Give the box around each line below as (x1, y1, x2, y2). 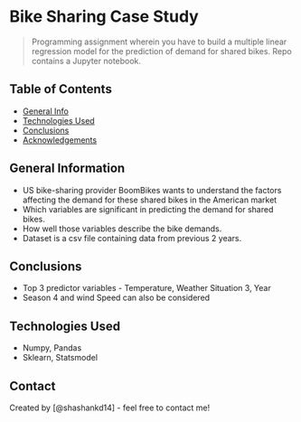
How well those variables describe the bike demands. (22, 223, 222, 234)
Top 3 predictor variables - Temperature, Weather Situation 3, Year (22, 283, 271, 294)
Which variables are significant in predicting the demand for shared (22, 203, 274, 214)
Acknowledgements (22, 134, 98, 145)
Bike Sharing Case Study (9, 6, 199, 27)
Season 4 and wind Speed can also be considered (22, 292, 211, 304)
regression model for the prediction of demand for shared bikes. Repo (31, 45, 292, 56)
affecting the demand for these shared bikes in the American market (22, 194, 277, 205)
